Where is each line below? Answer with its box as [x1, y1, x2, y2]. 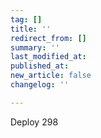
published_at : [10, 61, 70, 71]
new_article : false [10, 71, 92, 81]
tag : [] [10, 14, 43, 25]
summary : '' [10, 42, 60, 53]
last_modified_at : [10, 52, 87, 62]
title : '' [10, 24, 52, 34]
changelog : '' [10, 80, 70, 90]
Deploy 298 [10, 116, 59, 128]
